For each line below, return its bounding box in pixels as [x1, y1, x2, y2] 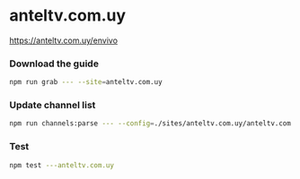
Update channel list [9, 99, 96, 112]
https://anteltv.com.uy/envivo [9, 35, 119, 46]
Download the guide [9, 57, 99, 70]
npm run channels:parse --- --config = [9, 119, 154, 128]
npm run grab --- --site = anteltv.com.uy [9, 78, 163, 87]
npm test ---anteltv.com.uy [9, 160, 115, 170]
